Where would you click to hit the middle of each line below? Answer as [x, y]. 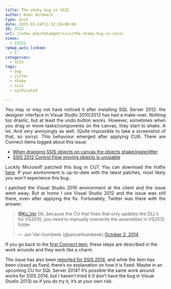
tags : [11, 67]
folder [24, 224]
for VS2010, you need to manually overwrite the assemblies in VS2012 [91, 219]
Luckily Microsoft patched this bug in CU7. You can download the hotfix [85, 167]
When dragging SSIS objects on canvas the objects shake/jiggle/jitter [85, 152]
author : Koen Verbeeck [29, 15]
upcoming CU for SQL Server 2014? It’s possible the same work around [80, 270]
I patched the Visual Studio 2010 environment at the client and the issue [85, 187]
